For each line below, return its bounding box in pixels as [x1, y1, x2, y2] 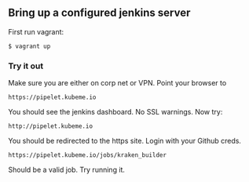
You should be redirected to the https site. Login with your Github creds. [8, 136, 242, 146]
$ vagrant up [8, 42, 51, 50]
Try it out [8, 60, 44, 71]
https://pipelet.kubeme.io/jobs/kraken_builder [8, 151, 167, 159]
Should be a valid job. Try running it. [8, 165, 126, 175]
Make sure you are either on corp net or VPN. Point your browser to [8, 78, 227, 88]
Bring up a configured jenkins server [8, 6, 191, 20]
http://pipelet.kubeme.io [8, 122, 93, 130]
